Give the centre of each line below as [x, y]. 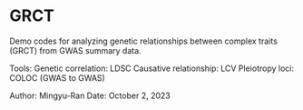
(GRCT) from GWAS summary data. [76, 50]
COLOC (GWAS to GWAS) [58, 77]
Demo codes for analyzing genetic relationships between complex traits [144, 41]
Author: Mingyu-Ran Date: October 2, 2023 [90, 95]
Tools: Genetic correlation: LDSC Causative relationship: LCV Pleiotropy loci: [152, 68]
